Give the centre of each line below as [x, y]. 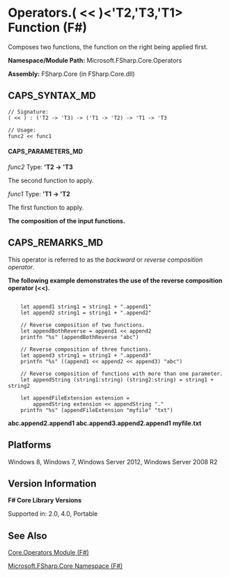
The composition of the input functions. [67, 221]
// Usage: [22, 130]
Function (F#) [48, 27]
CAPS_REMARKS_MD [56, 243]
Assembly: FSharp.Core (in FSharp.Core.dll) [71, 74]
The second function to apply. [51, 180]
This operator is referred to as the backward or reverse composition [105, 260]
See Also [27, 536]
